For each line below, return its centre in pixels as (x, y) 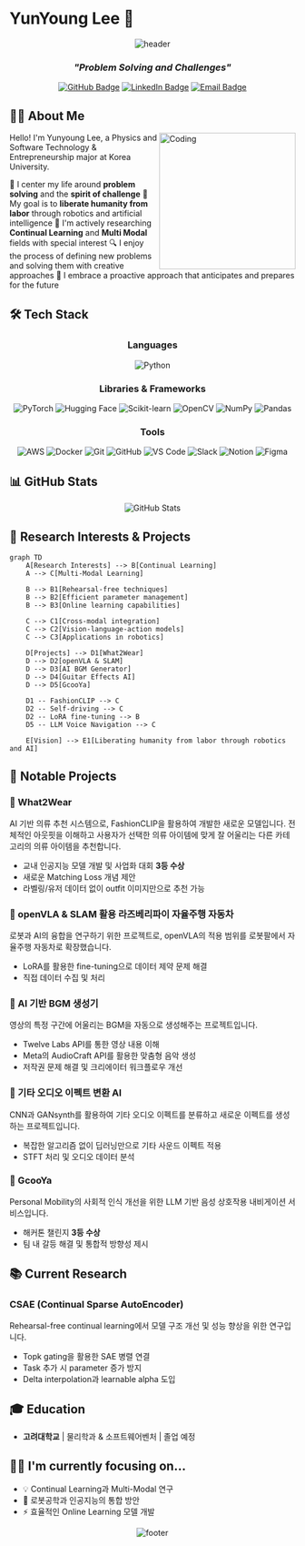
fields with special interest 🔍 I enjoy (77, 243)
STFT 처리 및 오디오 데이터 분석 (79, 1157)
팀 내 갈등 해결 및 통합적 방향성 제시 (85, 1243)
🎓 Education (48, 1409)
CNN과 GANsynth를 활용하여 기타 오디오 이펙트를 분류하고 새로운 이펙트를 (142, 1115)
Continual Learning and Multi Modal (79, 233)
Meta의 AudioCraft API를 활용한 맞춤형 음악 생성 (109, 1056)
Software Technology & (53, 147)
